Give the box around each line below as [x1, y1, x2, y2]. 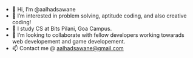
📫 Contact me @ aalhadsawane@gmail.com [12, 45, 124, 51]
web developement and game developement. [12, 38, 126, 45]
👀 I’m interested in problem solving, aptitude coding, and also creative [12, 12, 187, 19]
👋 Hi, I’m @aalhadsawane [12, 6, 76, 13]
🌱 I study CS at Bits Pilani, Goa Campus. [12, 25, 112, 32]
